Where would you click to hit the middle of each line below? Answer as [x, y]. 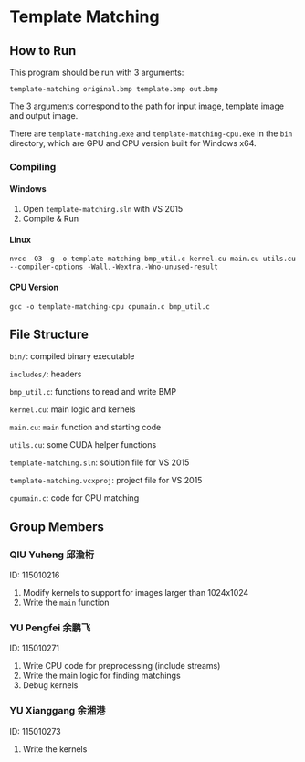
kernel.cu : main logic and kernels [73, 409]
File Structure [49, 334]
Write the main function [66, 603]
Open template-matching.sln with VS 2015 [103, 209]
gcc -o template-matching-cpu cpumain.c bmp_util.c [110, 307]
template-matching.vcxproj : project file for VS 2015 [106, 481]
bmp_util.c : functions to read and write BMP [93, 392]
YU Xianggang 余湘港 [58, 711]
